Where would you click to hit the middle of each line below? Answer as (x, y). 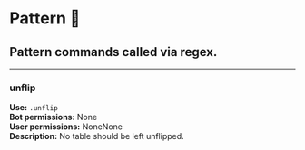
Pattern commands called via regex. (113, 52)
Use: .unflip (34, 108)
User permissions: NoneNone (66, 127)
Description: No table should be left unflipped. (97, 136)
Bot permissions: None (54, 117)
